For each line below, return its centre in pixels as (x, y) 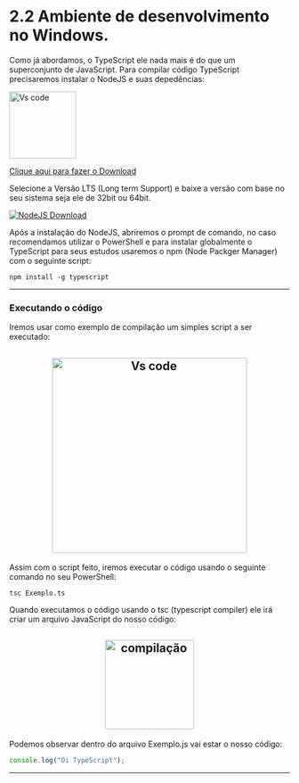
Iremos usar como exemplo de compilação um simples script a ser (131, 327)
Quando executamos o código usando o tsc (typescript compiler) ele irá (141, 610)
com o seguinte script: (50, 260)
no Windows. (59, 35)
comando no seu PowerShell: (63, 577)
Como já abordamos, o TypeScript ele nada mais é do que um (122, 60)
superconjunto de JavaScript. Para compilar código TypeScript (125, 70)
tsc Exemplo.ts (37, 593)
